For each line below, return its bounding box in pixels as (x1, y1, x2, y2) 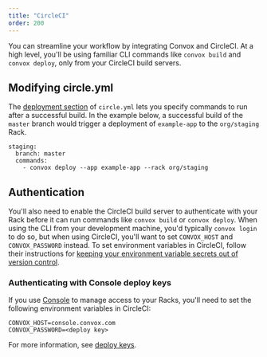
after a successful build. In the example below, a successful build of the (8, 111, 243, 120)
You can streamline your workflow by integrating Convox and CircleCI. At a (8, 41, 253, 50)
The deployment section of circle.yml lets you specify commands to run (8, 102, 249, 112)
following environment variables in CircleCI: (8, 304, 151, 313)
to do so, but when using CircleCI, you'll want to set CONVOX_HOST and (8, 232, 234, 241)
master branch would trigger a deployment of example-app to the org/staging (8, 119, 260, 128)
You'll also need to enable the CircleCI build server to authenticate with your (8, 206, 258, 216)
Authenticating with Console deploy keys (8, 277, 171, 288)
